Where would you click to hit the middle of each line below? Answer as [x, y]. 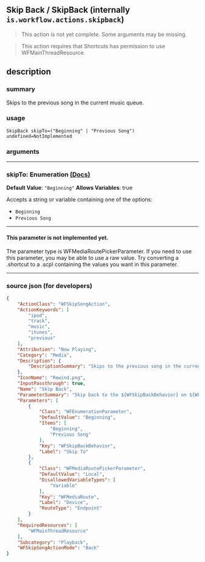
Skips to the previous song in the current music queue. [75, 103]
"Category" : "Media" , [45, 355]
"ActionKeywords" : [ [43, 310]
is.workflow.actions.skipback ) [65, 20]
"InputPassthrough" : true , [52, 384]
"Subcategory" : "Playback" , [53, 542]
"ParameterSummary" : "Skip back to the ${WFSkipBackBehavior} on [102, 395]
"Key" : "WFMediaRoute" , [69, 497]
